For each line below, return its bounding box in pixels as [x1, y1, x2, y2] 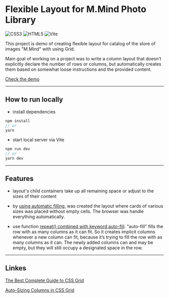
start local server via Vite [12, 137, 64, 143]
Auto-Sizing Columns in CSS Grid [5, 287, 74, 293]
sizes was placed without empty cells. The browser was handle [12, 208, 144, 214]
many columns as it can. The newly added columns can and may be [12, 239, 153, 245]
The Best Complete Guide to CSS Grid [5, 277, 84, 283]
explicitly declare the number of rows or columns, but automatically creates [5, 61, 162, 67]
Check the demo [5, 76, 40, 82]
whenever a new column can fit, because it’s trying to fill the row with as [12, 234, 162, 240]
